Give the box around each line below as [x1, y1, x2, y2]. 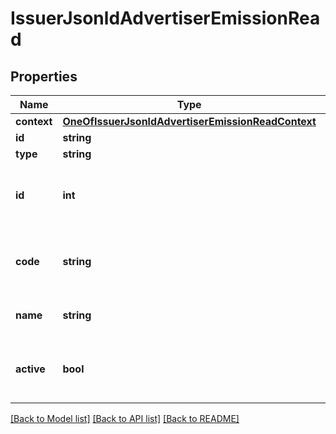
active [15, 362, 46, 376]
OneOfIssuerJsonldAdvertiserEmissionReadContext [62, 115, 317, 128]
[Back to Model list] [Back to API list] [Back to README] [10, 413, 240, 424]
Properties [10, 68, 78, 85]
